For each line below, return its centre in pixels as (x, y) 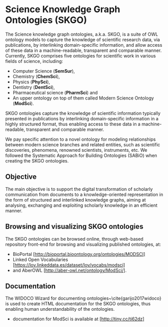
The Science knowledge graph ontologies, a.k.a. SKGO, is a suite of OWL (82, 34)
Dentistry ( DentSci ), (34, 87)
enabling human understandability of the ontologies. (60, 309)
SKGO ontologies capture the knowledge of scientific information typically (83, 113)
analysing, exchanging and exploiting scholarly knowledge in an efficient (81, 205)
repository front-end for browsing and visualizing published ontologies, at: (83, 244)
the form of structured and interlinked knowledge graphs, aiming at (76, 200)
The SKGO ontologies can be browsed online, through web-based (74, 239)
